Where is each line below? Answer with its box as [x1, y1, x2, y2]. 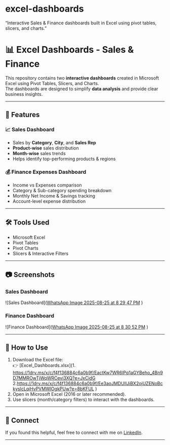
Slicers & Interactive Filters [12, 250, 69, 256]
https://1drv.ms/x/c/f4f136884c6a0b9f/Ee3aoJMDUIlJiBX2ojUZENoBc [17, 381, 163, 387]
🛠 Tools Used [5, 218, 50, 227]
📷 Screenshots [5, 271, 55, 279]
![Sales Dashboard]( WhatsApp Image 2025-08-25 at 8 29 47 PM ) [5, 300, 143, 306]
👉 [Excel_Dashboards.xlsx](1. [12, 362, 76, 368]
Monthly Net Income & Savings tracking [12, 193, 95, 199]
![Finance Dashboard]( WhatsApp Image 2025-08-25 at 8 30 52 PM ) [5, 324, 148, 330]
